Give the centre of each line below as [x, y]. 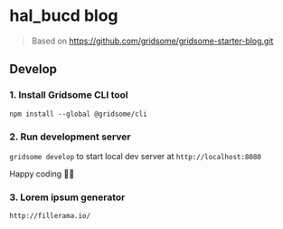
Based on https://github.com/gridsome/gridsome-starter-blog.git [152, 41]
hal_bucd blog [64, 16]
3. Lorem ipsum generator [67, 197]
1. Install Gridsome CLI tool [69, 95]
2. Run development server [70, 137]
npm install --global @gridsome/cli [78, 114]
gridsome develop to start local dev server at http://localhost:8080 [136, 156]
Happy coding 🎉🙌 [42, 174]
